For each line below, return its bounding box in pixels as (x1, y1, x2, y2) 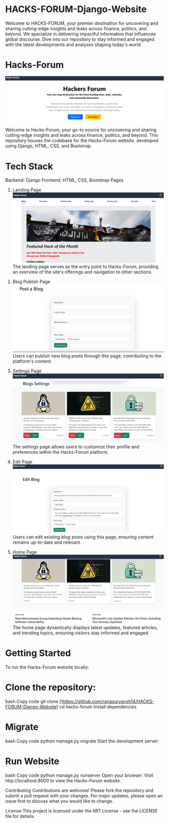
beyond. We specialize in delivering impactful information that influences (5, 31, 156, 37)
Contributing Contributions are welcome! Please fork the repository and (5, 787, 153, 793)
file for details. (5, 813, 35, 819)
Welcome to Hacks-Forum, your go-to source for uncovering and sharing (5, 127, 157, 133)
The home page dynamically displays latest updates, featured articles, (12, 624, 158, 630)
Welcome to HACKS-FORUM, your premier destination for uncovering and (5, 20, 158, 26)
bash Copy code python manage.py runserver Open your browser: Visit (5, 772, 153, 778)
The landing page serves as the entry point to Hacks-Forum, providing (12, 263, 158, 270)
